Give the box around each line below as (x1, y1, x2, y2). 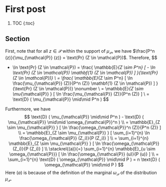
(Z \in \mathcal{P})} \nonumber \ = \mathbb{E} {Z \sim (33, 85, 144, 91)
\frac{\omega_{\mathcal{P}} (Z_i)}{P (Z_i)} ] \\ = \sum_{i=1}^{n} (19, 135, 149, 141)
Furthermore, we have (5, 106, 51, 112)
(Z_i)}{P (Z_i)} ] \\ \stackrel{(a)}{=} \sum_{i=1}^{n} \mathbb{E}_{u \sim (12, 145, 156, 151)
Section (5, 35, 30, 43)
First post (5, 4, 46, 15)
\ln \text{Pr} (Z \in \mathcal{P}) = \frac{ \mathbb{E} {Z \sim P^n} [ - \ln (12, 64, 156, 70)
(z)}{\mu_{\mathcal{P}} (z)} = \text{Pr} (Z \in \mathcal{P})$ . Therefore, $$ (5, 54, 157, 61)
